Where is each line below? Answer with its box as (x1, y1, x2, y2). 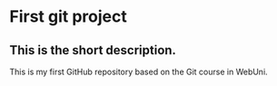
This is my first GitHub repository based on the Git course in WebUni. (9, 66, 268, 77)
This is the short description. (9, 43, 177, 58)
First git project (9, 6, 127, 27)
